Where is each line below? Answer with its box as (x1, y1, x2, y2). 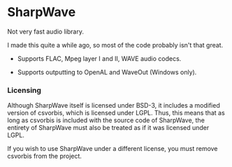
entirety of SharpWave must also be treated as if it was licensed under (7, 124, 210, 132)
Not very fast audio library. (7, 27, 84, 36)
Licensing (7, 85, 42, 95)
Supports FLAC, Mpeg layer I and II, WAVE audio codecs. (17, 54, 182, 63)
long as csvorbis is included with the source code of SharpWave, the (7, 116, 205, 124)
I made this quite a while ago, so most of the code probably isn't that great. (7, 41, 224, 49)
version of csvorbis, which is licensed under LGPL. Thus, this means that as (7, 109, 225, 117)
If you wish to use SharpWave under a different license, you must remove (7, 145, 218, 153)
